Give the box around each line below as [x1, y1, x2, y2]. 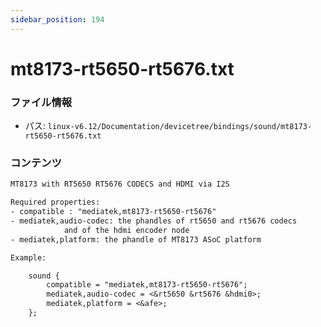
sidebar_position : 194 [10, 14, 105, 25]
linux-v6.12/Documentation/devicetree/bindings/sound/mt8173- [47, 122, 313, 132]
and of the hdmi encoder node [63, 225, 190, 235]
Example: [10, 252, 47, 263]
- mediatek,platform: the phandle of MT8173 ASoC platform [10, 234, 262, 245]
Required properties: [10, 197, 101, 208]
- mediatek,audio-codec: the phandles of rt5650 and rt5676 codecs [10, 216, 298, 226]
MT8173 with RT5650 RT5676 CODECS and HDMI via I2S [10, 179, 230, 190]
